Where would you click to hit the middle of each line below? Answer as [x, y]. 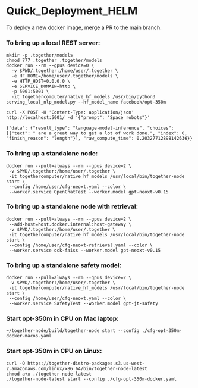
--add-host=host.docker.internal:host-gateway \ [70, 224]
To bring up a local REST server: [53, 43]
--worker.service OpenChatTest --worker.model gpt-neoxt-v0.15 [89, 192]
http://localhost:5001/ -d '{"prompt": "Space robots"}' [78, 118]
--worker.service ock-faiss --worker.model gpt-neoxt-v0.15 [85, 250]
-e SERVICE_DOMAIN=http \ [44, 87]
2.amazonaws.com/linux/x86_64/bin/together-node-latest [77, 368]
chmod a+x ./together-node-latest [49, 374]
